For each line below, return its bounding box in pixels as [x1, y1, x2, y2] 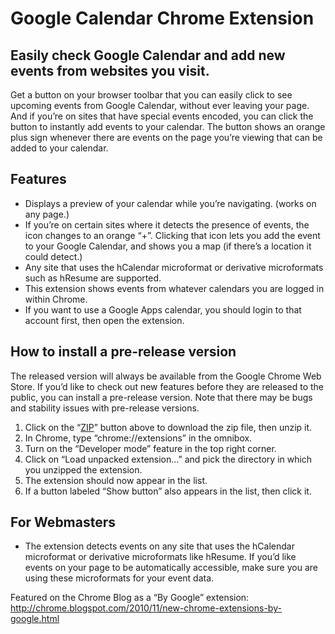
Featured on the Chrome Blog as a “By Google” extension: [10, 592, 250, 604]
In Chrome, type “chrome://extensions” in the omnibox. [24, 432, 253, 444]
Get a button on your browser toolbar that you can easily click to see [10, 89, 293, 101]
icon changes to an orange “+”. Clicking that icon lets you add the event [24, 229, 321, 241]
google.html [10, 613, 60, 625]
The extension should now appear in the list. [24, 474, 208, 486]
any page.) [24, 208, 70, 220]
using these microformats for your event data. [24, 572, 215, 584]
